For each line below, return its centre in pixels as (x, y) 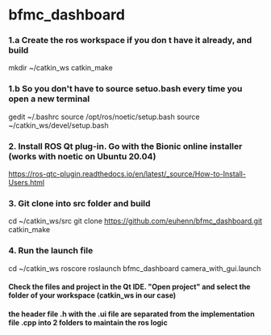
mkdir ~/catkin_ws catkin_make (60, 68)
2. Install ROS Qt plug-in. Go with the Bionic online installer (125, 146)
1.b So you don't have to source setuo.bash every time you (125, 89)
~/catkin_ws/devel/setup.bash (58, 125)
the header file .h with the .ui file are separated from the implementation (132, 314)
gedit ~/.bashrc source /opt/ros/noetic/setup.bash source (104, 117)
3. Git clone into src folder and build (79, 204)
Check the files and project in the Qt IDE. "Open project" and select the (129, 287)
